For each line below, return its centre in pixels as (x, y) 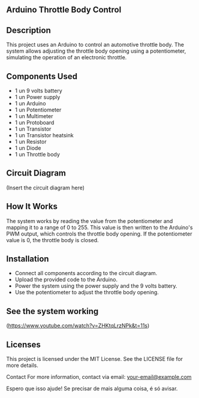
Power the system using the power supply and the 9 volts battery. (96, 286)
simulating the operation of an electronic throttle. (67, 58)
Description (28, 30)
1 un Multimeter (34, 116)
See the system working (52, 311)
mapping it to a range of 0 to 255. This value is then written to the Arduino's (99, 227)
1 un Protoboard (34, 123)
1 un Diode (28, 148)
